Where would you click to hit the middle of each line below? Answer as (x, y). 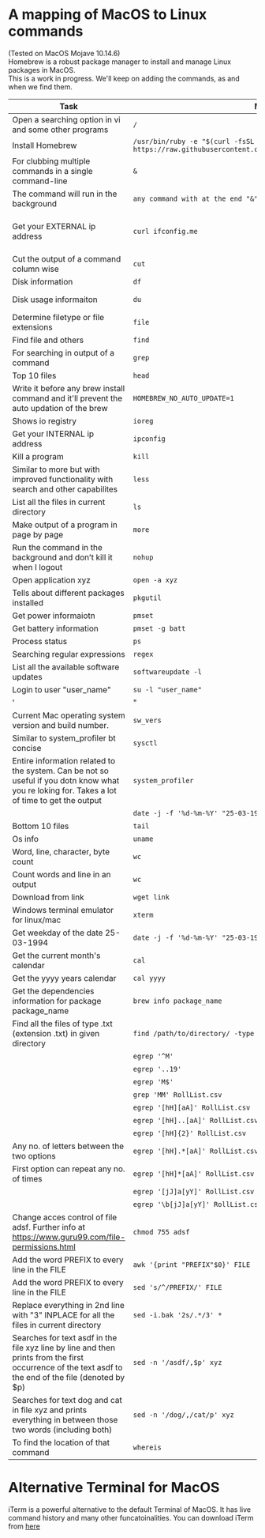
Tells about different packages (68, 593)
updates (27, 677)
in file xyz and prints (50, 1410)
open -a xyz (155, 580)
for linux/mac (37, 920)
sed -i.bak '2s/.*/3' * (177, 1315)
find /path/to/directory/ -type (194, 1033)
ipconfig (149, 439)
